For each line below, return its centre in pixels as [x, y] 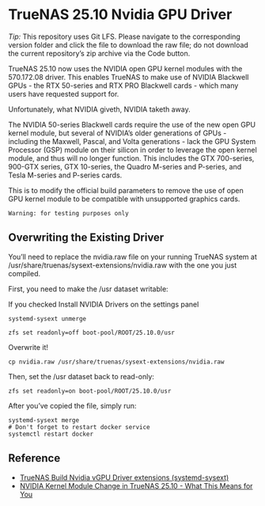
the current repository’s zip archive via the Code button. [99, 53]
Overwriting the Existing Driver [86, 238]
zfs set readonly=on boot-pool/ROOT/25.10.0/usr [90, 391]
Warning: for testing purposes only [68, 213]
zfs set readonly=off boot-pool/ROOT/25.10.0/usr [92, 333]
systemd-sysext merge [44, 420]
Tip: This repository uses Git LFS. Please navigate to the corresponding [125, 36]
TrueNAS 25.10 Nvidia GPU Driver [120, 15]
